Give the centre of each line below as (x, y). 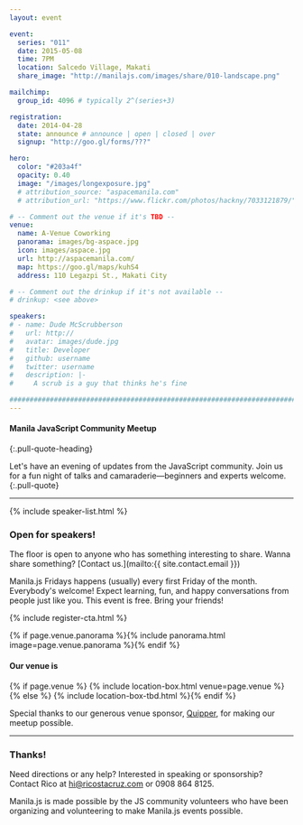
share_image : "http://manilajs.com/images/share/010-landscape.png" (149, 76)
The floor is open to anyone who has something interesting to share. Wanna (150, 554)
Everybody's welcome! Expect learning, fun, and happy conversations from (149, 591)
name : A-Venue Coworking (64, 234)
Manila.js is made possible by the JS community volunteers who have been (149, 801)
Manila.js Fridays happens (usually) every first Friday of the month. (133, 581)
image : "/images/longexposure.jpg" (84, 183)
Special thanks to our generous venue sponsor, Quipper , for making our (142, 713)
